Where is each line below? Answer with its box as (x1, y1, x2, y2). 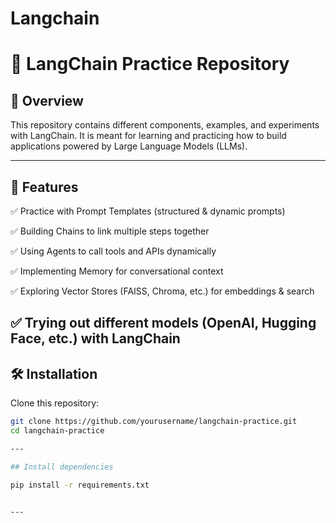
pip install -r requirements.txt (10, 480, 150, 490)
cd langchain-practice (10, 426, 105, 436)
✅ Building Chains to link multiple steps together (10, 225, 210, 237)
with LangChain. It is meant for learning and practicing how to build (10, 130, 287, 142)
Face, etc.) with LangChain (10, 330, 181, 347)
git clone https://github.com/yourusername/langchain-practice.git (10, 417, 298, 427)
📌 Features (10, 178, 79, 196)
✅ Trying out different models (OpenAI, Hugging (10, 315, 317, 332)
